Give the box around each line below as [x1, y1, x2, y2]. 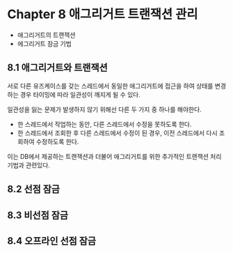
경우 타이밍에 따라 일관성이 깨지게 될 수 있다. [19, 90, 141, 98]
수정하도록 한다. [35, 137, 79, 146]
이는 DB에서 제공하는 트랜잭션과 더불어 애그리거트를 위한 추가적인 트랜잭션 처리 [7, 152, 222, 160]
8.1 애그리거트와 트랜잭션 [7, 62, 108, 74]
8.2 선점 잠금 [7, 183, 61, 195]
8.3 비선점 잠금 [7, 209, 68, 221]
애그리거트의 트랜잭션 [17, 31, 76, 39]
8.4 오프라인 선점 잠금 [7, 235, 96, 247]
